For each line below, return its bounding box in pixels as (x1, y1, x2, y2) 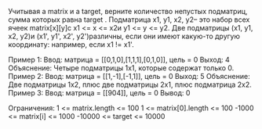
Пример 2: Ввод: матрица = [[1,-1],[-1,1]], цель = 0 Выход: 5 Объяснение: (8, 72, 250, 81)
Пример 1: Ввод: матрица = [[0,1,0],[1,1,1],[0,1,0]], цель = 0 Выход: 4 (8, 55, 230, 64)
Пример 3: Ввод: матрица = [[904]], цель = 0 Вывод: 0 (8, 88, 191, 97)
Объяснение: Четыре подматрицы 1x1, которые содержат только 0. (8, 63, 235, 73)
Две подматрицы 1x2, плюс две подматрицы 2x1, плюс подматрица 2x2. (8, 80, 253, 89)
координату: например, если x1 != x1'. (8, 40, 135, 49)
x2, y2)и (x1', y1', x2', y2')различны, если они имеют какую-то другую (8, 31, 241, 41)
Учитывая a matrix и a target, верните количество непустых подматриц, (8, 7, 249, 16)
